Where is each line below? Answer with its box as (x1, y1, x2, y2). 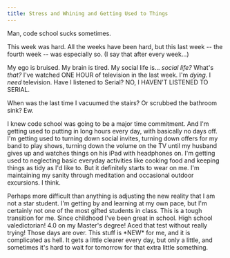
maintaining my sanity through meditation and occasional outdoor (7, 171, 194, 179)
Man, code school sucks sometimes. (7, 29, 112, 37)
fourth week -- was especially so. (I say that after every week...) (7, 50, 189, 58)
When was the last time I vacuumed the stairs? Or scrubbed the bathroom (7, 98, 218, 107)
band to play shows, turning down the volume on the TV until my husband (7, 141, 218, 149)
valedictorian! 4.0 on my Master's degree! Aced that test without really (7, 221, 208, 229)
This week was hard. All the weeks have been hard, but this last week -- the (7, 42, 223, 50)
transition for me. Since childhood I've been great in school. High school (7, 214, 213, 222)
